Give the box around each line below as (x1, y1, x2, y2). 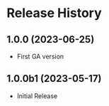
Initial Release (16, 91, 58, 100)
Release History (6, 5, 102, 21)
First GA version (16, 52, 64, 60)
